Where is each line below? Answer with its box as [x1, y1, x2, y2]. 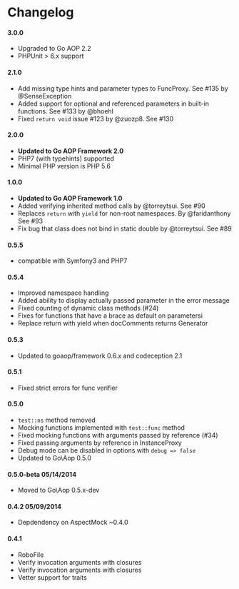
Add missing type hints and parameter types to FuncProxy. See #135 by [17, 84, 228, 93]
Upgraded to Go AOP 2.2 [17, 44, 91, 53]
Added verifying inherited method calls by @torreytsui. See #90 [17, 201, 205, 210]
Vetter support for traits [17, 573, 87, 582]
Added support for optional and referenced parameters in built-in [17, 99, 209, 108]
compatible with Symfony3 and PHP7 [17, 256, 128, 265]
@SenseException [17, 91, 72, 100]
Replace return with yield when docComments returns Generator [17, 319, 208, 328]
